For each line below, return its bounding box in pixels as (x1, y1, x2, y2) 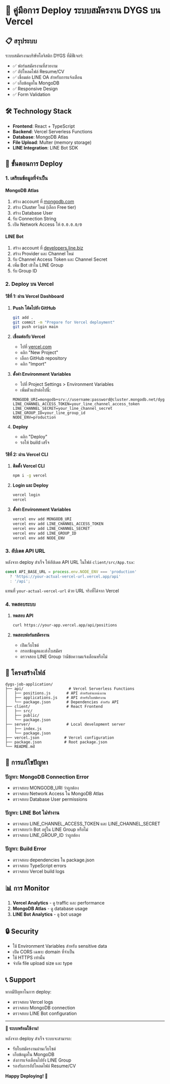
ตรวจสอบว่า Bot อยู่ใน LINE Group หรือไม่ (12, 826, 89, 833)
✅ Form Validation (12, 92, 51, 97)
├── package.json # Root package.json (5, 740, 108, 745)
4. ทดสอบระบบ (5, 601, 36, 608)
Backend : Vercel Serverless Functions (12, 128, 93, 134)
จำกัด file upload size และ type (12, 960, 72, 967)
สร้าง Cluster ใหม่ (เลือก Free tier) (12, 204, 76, 210)
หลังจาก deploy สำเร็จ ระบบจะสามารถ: (5, 1036, 72, 1042)
